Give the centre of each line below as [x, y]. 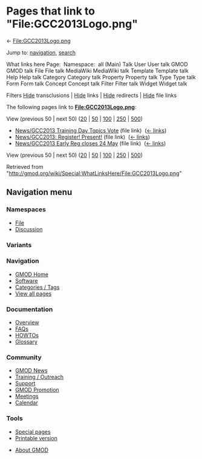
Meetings [27, 396]
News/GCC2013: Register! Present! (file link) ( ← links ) [82, 137]
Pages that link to [51, 11]
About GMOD [32, 450]
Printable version [36, 438]
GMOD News [31, 371]
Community [24, 357]
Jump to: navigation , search [41, 52]
